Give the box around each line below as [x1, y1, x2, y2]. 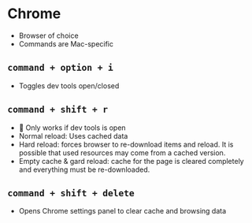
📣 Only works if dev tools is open [18, 123, 127, 132]
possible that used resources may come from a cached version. [18, 147, 226, 158]
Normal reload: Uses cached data [18, 131, 128, 140]
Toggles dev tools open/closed [18, 80, 120, 91]
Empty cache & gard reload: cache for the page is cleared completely [18, 156, 245, 165]
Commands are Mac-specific [18, 39, 114, 48]
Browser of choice [18, 31, 80, 40]
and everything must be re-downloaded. [18, 165, 150, 174]
